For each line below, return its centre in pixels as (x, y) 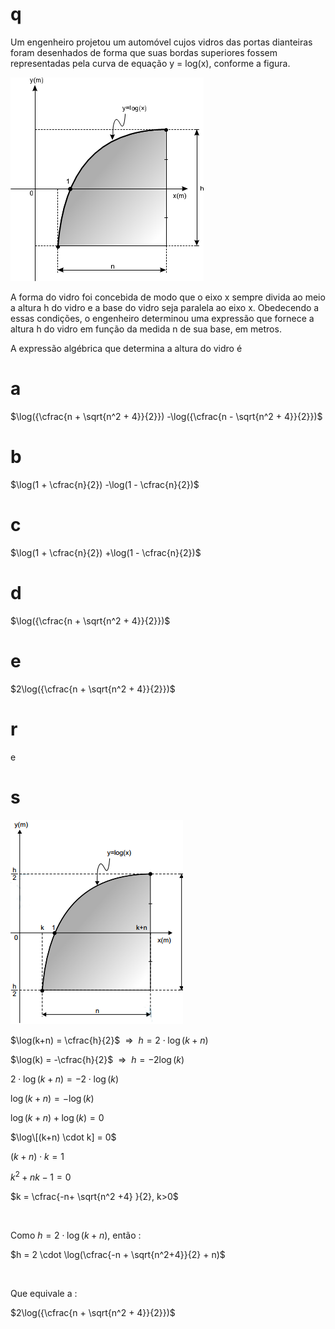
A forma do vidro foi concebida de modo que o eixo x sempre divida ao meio (168, 297)
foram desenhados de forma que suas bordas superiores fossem (144, 52)
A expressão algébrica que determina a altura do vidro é (126, 348)
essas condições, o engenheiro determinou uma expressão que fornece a (162, 318)
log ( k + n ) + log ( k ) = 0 (57, 1117)
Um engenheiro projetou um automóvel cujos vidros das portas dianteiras (161, 42)
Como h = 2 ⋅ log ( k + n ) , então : (76, 1235)
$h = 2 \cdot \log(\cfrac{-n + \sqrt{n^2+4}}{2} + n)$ (118, 1255)
